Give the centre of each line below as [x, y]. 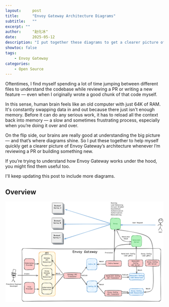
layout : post [23, 11]
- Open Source [29, 69]
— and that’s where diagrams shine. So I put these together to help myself [82, 141]
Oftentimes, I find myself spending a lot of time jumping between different [82, 84]
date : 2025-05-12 [30, 37]
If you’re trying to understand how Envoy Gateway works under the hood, [81, 161]
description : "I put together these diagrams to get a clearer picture [82, 43]
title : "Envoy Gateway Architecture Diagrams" [60, 16]
